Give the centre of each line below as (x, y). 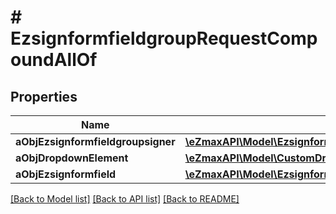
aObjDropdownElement (72, 158)
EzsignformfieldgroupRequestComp (164, 38)
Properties (44, 96)
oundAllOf (54, 60)
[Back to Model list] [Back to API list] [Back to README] (125, 199)
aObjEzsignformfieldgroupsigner (95, 141)
